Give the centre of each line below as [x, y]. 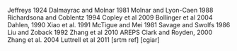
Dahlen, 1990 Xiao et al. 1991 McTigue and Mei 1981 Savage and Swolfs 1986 [119, 25]
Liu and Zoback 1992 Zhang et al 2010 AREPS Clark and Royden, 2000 [110, 32]
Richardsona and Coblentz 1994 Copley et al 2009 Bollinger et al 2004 [110, 17]
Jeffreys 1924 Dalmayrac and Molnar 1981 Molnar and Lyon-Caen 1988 [110, 10]
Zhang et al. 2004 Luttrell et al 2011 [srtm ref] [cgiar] [84, 40]
